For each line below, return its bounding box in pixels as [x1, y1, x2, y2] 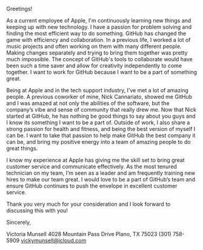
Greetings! [6, 5, 33, 12]
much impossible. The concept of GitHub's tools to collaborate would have [6, 56, 193, 62]
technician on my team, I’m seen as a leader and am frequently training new [6, 169, 196, 177]
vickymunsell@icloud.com [21, 237, 87, 244]
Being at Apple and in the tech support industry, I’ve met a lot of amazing [6, 87, 189, 93]
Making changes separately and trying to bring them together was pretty [6, 49, 188, 56]
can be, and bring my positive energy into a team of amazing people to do [6, 138, 191, 145]
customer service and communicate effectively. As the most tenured [6, 163, 178, 170]
